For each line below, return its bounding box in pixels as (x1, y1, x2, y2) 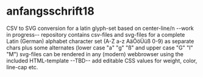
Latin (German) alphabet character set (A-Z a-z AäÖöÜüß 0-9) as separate (6, 37, 194, 45)
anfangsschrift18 (6, 4, 94, 18)
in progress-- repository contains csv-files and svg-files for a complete (6, 31, 185, 38)
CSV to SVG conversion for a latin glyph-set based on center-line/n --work (6, 24, 194, 32)
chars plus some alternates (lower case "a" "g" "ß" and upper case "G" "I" (6, 44, 193, 51)
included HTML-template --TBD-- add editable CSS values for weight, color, (6, 57, 198, 64)
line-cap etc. (6, 63, 38, 71)
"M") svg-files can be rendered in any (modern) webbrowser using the (6, 50, 184, 57)
